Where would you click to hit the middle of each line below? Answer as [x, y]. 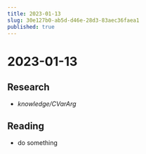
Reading [26, 126]
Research [29, 87]
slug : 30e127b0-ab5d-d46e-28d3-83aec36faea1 [73, 20]
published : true [31, 27]
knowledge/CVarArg [47, 104]
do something [38, 143]
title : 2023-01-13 [34, 14]
